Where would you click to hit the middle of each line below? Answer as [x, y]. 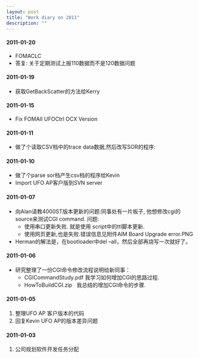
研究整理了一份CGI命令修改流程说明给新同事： [73, 270]
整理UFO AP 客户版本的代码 [50, 313]
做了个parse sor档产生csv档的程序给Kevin [67, 175]
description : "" [27, 23]
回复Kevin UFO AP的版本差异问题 [56, 321]
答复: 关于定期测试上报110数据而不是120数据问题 [75, 63]
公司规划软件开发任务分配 [47, 349]
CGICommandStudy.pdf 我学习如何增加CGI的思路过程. [92, 277]
